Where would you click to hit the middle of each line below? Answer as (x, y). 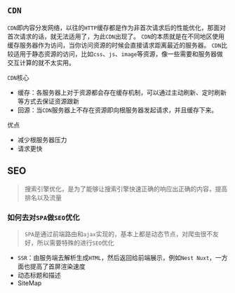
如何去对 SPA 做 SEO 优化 (43, 217)
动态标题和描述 (39, 275)
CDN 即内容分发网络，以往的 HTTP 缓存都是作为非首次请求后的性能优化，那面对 (117, 27)
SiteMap (29, 282)
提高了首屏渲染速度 (58, 266)
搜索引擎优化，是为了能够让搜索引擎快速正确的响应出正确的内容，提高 (126, 189)
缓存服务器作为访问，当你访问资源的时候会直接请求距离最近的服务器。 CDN (114, 45)
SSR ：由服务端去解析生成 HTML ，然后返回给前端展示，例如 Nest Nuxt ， (116, 257)
